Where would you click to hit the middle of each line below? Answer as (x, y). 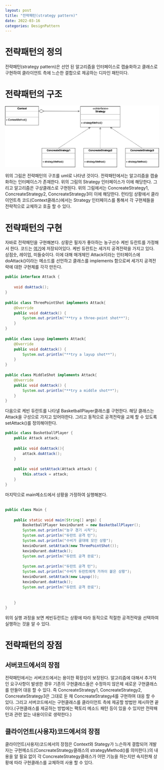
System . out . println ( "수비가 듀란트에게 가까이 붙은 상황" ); (77, 572)
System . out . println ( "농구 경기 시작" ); (60, 530)
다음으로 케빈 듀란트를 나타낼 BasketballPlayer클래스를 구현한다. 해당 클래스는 (80, 411)
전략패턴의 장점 (34, 645)
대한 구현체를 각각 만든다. (38, 267)
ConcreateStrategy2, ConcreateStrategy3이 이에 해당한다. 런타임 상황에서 (78, 194)
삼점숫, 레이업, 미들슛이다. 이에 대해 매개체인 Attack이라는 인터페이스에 (73, 255)
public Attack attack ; (37, 438)
